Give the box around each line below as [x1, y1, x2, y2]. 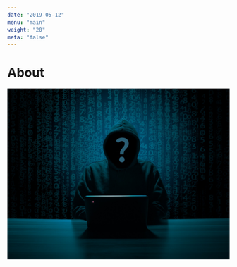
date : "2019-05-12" [7, 11, 65, 18]
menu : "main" [7, 18, 46, 26]
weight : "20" [7, 26, 46, 33]
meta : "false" [7, 34, 49, 41]
